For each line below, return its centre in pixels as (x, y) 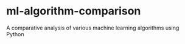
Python (15, 34)
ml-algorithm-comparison (74, 11)
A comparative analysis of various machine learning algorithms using (93, 28)
